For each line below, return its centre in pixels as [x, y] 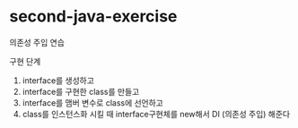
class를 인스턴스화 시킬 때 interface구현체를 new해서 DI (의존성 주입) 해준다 [156, 114]
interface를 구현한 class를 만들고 [81, 91]
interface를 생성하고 [58, 80]
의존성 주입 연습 [37, 42]
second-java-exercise [93, 17]
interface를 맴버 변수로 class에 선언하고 [92, 102]
